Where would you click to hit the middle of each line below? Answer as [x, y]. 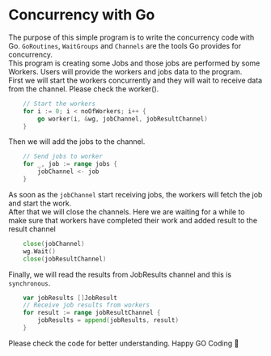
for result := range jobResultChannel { [92, 313]
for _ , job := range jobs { [70, 164]
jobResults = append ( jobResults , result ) [108, 320]
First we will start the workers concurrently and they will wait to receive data [135, 80]
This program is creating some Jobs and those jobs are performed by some [134, 63]
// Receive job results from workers [87, 305]
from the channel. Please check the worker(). [84, 89]
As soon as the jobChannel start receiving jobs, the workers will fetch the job [135, 194]
